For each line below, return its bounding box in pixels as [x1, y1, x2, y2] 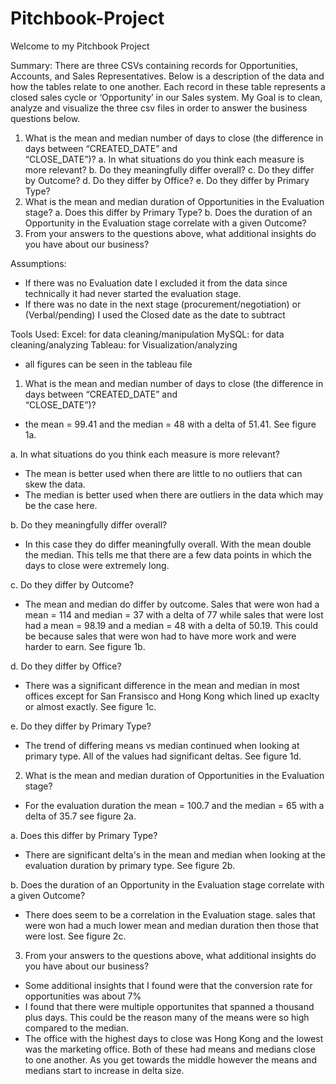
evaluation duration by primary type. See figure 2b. [24, 859, 236, 871]
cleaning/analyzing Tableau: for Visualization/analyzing [10, 338, 238, 351]
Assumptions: [10, 257, 67, 269]
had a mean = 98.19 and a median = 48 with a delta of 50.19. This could [24, 619, 318, 631]
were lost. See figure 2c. [24, 930, 127, 942]
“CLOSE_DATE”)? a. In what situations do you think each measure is [24, 153, 305, 165]
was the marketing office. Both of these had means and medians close [24, 1043, 316, 1055]
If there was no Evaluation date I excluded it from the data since [24, 277, 288, 289]
